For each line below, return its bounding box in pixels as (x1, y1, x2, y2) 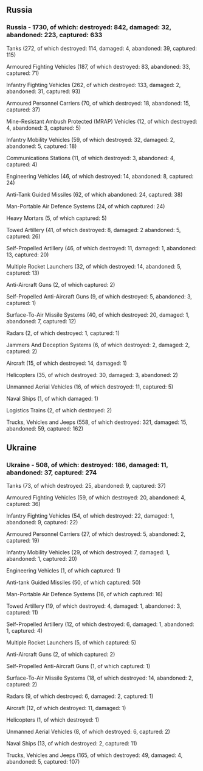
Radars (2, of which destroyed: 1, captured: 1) (6, 329, 120, 337)
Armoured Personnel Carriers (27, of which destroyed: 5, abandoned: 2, (6, 530, 185, 538)
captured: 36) (6, 501, 41, 508)
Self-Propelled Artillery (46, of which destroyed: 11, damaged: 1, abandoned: (6, 244, 197, 252)
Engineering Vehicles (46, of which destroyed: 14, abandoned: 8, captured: (6, 172, 194, 180)
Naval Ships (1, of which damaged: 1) (6, 395, 99, 402)
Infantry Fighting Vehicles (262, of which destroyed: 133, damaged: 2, (6, 81, 181, 88)
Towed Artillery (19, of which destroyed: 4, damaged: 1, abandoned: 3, (6, 602, 182, 610)
